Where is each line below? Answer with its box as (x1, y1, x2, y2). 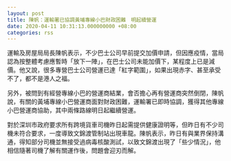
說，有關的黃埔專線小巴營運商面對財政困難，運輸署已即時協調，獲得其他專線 (7, 97, 224, 106)
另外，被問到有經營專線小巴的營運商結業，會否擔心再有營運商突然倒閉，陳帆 (7, 89, 224, 97)
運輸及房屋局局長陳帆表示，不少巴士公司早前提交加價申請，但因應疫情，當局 (7, 49, 224, 57)
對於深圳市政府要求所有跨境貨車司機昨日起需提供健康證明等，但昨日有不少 (7, 121, 218, 129)
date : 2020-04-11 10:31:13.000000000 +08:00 (7, 23, 137, 29)
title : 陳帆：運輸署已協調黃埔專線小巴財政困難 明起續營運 (7, 16, 157, 23)
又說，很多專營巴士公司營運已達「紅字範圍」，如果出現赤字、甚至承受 (25, 66, 221, 74)
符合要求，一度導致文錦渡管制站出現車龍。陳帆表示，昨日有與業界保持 (19, 129, 218, 138)
